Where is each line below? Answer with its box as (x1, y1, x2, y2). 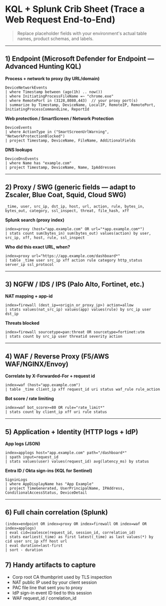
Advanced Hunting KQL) (5, 62, 82, 71)
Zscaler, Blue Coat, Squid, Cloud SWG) (5, 191, 126, 199)
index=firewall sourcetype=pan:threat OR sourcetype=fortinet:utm (5, 330, 145, 335)
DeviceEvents (5, 125, 32, 130)
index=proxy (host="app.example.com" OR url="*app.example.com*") (5, 226, 145, 231)
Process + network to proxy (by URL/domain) (5, 75, 100, 81)
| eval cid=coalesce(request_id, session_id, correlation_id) (5, 530, 136, 535)
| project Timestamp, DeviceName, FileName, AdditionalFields (5, 138, 136, 143)
